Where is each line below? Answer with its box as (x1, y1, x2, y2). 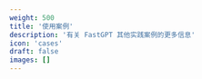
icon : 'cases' (9, 38, 64, 48)
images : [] (9, 55, 51, 64)
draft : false (9, 47, 59, 56)
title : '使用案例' (9, 22, 75, 31)
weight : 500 (9, 13, 55, 23)
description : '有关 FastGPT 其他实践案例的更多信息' (9, 30, 196, 39)
